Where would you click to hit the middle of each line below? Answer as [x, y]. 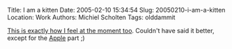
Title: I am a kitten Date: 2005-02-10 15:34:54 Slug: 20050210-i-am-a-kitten [116, 10]
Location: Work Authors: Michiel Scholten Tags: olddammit [91, 17]
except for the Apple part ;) [46, 38]
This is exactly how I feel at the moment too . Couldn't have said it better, [111, 31]
